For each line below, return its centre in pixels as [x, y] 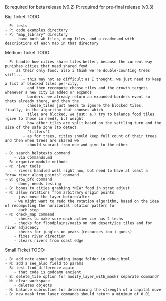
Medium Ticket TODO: [28, 53]
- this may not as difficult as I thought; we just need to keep [92, 79]
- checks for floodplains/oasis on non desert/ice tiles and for [83, 223]
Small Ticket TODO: [25, 250]
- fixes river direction [40, 236]
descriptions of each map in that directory [52, 43]
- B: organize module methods [37, 162]
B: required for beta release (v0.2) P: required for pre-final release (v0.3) [79, 7]
